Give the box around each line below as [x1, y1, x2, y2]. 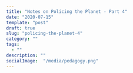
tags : [6, 42, 19, 48]
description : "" [6, 52, 46, 58]
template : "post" [6, 19, 49, 25]
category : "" [6, 36, 38, 42]
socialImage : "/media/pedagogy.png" [6, 58, 99, 64]
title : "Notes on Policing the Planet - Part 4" [6, 8, 128, 15]
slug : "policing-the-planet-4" [6, 31, 83, 36]
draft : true [6, 25, 35, 31]
